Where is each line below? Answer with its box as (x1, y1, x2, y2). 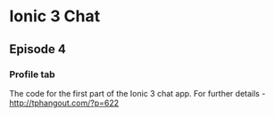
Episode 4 (9, 42, 67, 57)
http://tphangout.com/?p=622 (9, 97, 120, 108)
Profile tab (9, 68, 55, 81)
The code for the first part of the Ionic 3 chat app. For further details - (9, 88, 266, 98)
